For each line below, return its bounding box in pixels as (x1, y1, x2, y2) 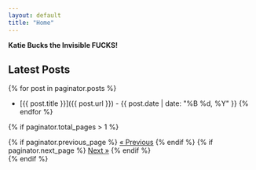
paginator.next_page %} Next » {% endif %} (8, 146, 152, 155)
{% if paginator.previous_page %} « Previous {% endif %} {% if (8, 138, 214, 147)
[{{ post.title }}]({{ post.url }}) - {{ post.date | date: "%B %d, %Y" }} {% (19, 99, 249, 108)
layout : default (8, 11, 61, 20)
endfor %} (19, 107, 53, 117)
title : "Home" (8, 19, 55, 27)
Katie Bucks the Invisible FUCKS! (8, 40, 118, 49)
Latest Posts (8, 63, 71, 76)
